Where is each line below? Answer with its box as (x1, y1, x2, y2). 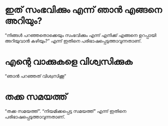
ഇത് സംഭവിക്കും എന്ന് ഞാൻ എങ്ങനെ (5, 4, 162, 16)
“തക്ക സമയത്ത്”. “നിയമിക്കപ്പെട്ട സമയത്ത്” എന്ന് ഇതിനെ (5, 108, 126, 114)
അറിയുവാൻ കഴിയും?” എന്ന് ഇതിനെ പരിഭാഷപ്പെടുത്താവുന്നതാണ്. (5, 37, 142, 44)
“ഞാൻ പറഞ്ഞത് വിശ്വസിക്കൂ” (5, 73, 66, 79)
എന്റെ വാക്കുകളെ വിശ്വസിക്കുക (5, 56, 133, 67)
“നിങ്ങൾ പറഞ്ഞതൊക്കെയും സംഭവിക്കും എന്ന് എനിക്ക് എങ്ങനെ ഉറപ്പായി (5, 32, 157, 38)
